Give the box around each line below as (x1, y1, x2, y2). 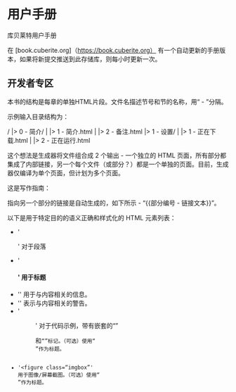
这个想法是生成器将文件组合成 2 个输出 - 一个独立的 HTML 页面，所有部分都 (7, 151, 227, 159)
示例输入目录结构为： (7, 112, 69, 120)
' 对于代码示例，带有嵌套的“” (34, 321, 119, 329)
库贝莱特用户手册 (7, 31, 57, 39)
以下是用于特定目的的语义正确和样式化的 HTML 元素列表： (7, 213, 176, 222)
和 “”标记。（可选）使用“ (34, 336, 96, 345)
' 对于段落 (17, 242, 46, 251)
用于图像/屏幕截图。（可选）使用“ (17, 371, 100, 379)
